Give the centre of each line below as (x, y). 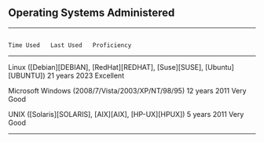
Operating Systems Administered (92, 13)
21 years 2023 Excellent (85, 75)
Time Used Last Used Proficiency (70, 45)
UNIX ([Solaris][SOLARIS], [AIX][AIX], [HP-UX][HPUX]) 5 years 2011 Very (126, 114)
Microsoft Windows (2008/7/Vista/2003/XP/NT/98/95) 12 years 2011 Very (127, 90)
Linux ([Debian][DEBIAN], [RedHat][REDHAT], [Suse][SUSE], (106, 67)
